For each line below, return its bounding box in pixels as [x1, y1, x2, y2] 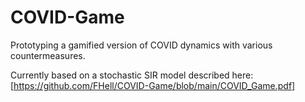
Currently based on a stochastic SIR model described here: [10, 69, 254, 81]
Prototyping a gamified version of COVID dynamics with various [10, 39, 273, 51]
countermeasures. [10, 49, 86, 61]
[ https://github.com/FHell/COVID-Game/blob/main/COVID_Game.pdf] [10, 79, 296, 91]
